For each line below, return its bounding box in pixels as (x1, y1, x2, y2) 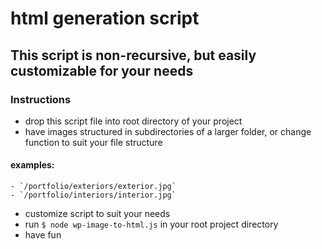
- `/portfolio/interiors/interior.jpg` (10, 190, 177, 201)
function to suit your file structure (24, 136, 163, 148)
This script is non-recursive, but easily (10, 47, 257, 64)
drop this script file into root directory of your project (24, 115, 243, 127)
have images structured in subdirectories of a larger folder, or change (24, 125, 312, 137)
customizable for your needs (10, 62, 194, 79)
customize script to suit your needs (24, 208, 171, 220)
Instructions (10, 92, 72, 106)
